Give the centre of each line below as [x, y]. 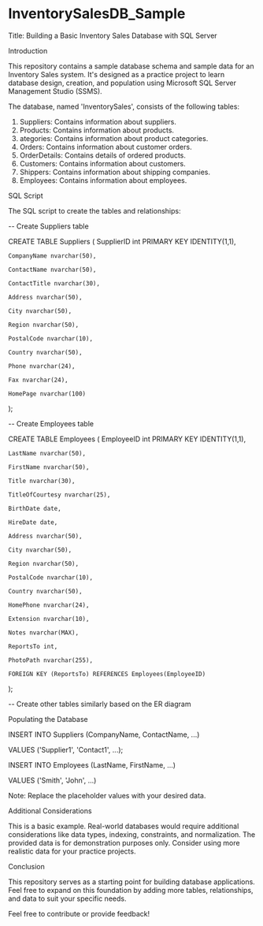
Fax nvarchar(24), [38, 380]
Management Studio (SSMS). [55, 91]
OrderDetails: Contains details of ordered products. [103, 155]
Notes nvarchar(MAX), [44, 632]
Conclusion [27, 866]
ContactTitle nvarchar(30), [54, 283]
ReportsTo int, [33, 646]
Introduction [28, 50]
